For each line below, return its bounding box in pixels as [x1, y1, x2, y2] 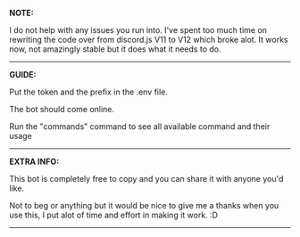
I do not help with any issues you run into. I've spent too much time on [9, 25, 268, 35]
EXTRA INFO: [9, 156, 60, 167]
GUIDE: [9, 69, 37, 79]
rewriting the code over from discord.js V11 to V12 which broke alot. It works [9, 35, 288, 45]
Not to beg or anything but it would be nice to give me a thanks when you [9, 200, 279, 210]
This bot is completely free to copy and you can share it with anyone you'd [9, 174, 284, 184]
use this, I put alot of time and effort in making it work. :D [9, 209, 219, 220]
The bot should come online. [9, 104, 114, 114]
